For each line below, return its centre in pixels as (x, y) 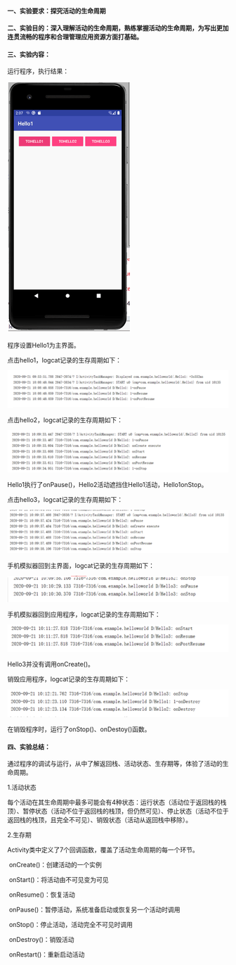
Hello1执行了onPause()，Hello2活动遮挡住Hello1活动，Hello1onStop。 (107, 484)
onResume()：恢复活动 (42, 895)
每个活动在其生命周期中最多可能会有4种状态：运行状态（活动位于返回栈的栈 (117, 802)
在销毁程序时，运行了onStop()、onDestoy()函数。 (79, 729)
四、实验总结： (29, 747)
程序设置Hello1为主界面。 (44, 346)
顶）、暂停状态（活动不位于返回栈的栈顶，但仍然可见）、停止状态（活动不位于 (118, 811)
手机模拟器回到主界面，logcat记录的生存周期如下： (81, 566)
